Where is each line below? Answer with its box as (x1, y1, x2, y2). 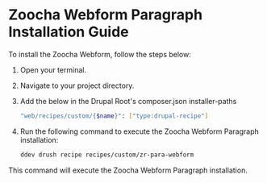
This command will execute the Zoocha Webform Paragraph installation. (8, 165, 248, 175)
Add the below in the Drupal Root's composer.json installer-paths (19, 96, 237, 106)
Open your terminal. (19, 64, 87, 74)
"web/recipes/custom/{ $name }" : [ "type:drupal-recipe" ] (19, 111, 209, 120)
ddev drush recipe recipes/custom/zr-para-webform (19, 151, 194, 159)
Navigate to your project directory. (19, 81, 135, 90)
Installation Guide (8, 23, 129, 41)
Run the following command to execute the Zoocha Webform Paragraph (19, 127, 260, 136)
